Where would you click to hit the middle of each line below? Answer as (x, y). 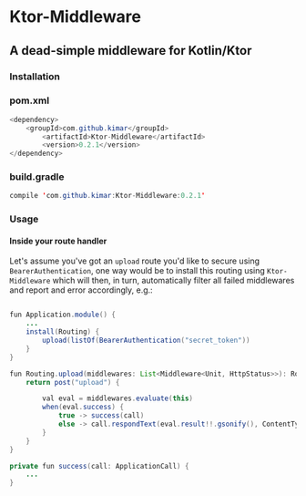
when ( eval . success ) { (83, 408)
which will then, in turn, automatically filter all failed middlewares (173, 281)
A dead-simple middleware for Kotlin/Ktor (131, 51)
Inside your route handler (58, 241)
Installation (35, 77)
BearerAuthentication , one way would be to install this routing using (138, 271)
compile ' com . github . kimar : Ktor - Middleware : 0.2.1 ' (107, 196)
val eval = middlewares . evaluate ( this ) (118, 398)
